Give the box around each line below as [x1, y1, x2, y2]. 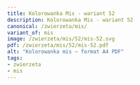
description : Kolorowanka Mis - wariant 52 [7, 16, 134, 23]
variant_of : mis [7, 29, 54, 36]
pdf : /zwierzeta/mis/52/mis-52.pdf [7, 42, 109, 49]
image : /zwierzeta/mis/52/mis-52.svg [7, 36, 115, 42]
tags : [7, 55, 23, 62]
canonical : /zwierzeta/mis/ [7, 23, 88, 29]
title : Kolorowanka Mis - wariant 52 [7, 10, 115, 17]
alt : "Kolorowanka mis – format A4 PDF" [7, 49, 125, 56]
